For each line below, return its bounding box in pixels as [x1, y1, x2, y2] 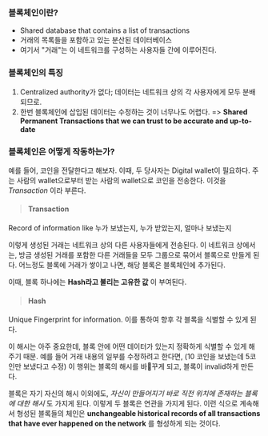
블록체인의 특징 [8, 67, 64, 78]
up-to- [229, 116, 252, 126]
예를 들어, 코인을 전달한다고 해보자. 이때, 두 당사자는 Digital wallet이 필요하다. [8, 166, 250, 175]
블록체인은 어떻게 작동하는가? [8, 146, 115, 157]
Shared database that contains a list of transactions [19, 26, 190, 35]
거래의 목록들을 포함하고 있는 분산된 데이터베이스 [19, 35, 172, 45]
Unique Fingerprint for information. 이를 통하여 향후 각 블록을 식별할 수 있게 [8, 314, 249, 325]
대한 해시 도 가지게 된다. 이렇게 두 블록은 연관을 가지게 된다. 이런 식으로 [16, 398, 238, 409]
